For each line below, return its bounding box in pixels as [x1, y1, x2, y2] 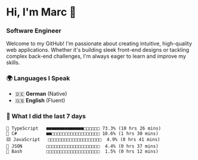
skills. [6, 59, 20, 66]
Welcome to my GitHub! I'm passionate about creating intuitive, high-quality [6, 40, 193, 47]
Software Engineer [6, 27, 61, 35]
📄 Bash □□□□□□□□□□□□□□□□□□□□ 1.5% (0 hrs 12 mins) [6, 149, 159, 155]
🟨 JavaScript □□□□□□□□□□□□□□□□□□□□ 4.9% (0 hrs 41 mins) [6, 137, 160, 143]
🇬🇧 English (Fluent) [14, 96, 66, 103]
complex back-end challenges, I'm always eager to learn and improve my [6, 53, 187, 60]
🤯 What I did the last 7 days [6, 112, 86, 120]
